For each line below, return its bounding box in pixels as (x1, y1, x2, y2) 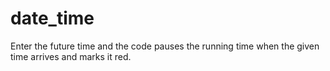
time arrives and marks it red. (10, 50, 132, 62)
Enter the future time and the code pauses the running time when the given (10, 40, 320, 52)
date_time (10, 7, 95, 30)
